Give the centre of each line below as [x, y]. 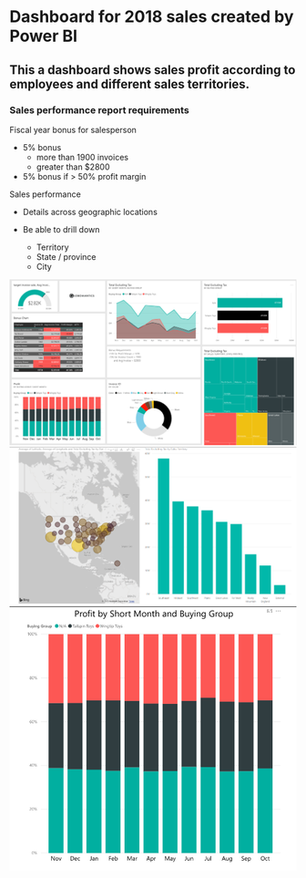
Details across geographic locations [90, 212]
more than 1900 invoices [82, 157]
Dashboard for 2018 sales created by [152, 17]
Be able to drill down [61, 229]
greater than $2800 [73, 167]
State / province [66, 256]
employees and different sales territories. [130, 84]
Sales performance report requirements [99, 109]
